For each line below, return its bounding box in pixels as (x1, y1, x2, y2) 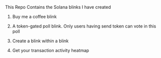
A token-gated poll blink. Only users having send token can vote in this (12, 23, 157, 29)
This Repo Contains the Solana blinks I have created (5, 4, 111, 10)
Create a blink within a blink (12, 38, 69, 44)
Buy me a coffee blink (12, 14, 57, 19)
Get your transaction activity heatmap (12, 48, 89, 53)
